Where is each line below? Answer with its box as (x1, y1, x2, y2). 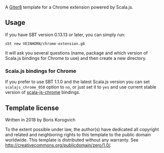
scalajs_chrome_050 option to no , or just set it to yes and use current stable (5, 84, 157, 90)
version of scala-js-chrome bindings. (5, 89, 81, 96)
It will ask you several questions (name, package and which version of (5, 50, 148, 56)
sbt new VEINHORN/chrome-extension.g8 (5, 41, 85, 46)
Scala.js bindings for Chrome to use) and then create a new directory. (5, 55, 147, 61)
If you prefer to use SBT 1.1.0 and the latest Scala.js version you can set (5, 79, 150, 85)
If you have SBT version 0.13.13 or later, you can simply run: (5, 32, 125, 38)
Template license (5, 103, 59, 112)
